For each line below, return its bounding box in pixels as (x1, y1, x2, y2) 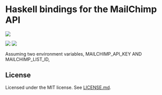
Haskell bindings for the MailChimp (5, 4, 157, 15)
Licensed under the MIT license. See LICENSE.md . (5, 84, 111, 90)
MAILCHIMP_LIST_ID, (5, 56, 50, 62)
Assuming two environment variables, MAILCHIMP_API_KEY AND (5, 51, 142, 57)
